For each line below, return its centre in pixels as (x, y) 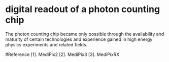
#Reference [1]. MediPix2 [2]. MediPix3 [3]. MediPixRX (62, 54)
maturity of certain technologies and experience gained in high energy (79, 39)
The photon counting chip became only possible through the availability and (85, 34)
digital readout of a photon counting (83, 9)
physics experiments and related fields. (46, 44)
